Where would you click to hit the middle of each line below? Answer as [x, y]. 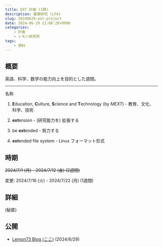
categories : [17, 28]
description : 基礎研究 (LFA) [33, 14]
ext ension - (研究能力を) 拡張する [45, 120]
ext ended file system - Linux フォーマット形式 [58, 141]
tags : [10, 41]
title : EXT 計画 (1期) [27, 9]
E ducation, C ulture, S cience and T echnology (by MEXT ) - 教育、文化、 [83, 104]
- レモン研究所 [27, 37]
